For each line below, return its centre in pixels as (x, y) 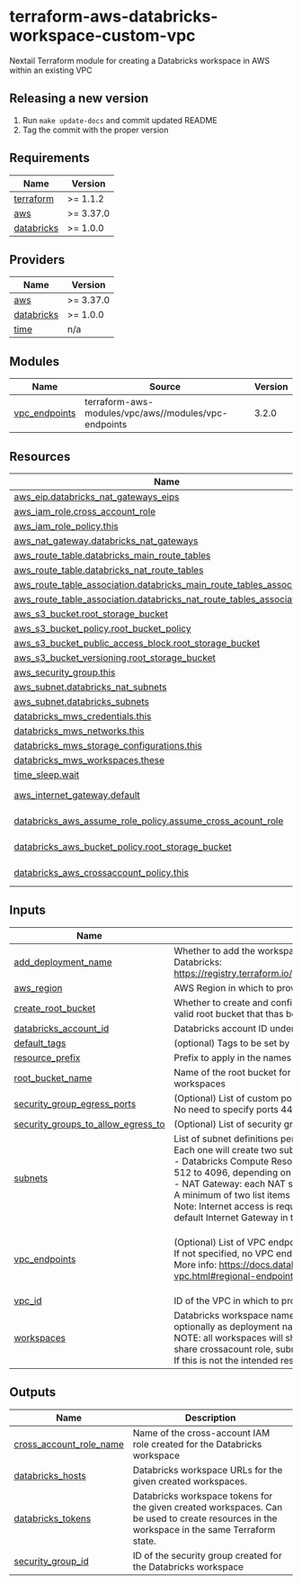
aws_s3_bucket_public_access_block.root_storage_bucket (137, 643)
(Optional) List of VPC (220, 1242)
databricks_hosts (50, 1475)
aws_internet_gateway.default (77, 795)
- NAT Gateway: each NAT (230, 1184)
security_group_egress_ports (75, 1103)
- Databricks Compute (222, 1161)
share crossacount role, (224, 1349)
